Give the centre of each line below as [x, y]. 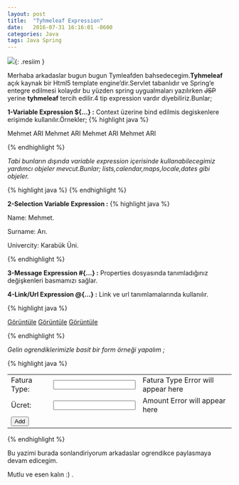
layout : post [27, 14]
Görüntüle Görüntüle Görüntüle [53, 322]
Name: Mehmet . [31, 218]
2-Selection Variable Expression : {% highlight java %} [89, 204]
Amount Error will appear [184, 401]
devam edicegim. [33, 461]
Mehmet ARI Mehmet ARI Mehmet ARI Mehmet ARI [82, 133]
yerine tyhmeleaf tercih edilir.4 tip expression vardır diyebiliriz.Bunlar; [110, 98]
